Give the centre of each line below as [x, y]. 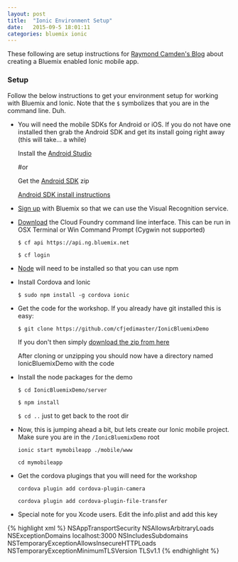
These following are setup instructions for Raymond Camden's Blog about [115, 54]
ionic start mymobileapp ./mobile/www [75, 450]
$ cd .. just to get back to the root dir [73, 416]
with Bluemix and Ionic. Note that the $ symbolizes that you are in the [108, 103]
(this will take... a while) [52, 139]
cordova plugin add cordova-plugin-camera [81, 488]
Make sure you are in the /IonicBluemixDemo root [88, 437]
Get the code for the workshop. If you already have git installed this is [119, 308]
